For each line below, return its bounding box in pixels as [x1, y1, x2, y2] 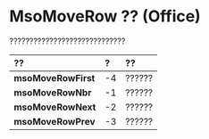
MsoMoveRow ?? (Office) [9, 6, 201, 27]
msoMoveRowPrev [13, 115, 96, 127]
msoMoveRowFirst [13, 71, 96, 84]
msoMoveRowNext [13, 101, 96, 113]
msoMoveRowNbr [13, 86, 92, 99]
